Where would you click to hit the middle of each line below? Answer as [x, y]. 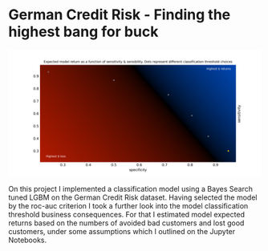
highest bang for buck [83, 32]
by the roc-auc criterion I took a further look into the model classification [128, 205]
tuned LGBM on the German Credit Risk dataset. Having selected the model [133, 197]
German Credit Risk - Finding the [120, 15]
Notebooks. [28, 240]
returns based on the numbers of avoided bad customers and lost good [126, 223]
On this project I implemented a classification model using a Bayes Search [130, 188]
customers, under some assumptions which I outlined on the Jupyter [122, 231]
